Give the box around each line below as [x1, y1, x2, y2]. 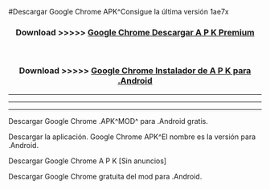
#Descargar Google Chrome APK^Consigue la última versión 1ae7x [8, 7, 229, 16]
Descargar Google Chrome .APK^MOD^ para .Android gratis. [8, 116, 209, 125]
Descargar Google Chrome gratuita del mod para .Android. [8, 171, 202, 181]
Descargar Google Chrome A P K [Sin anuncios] [8, 156, 167, 166]
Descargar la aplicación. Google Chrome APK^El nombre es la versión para [8, 132, 256, 142]
